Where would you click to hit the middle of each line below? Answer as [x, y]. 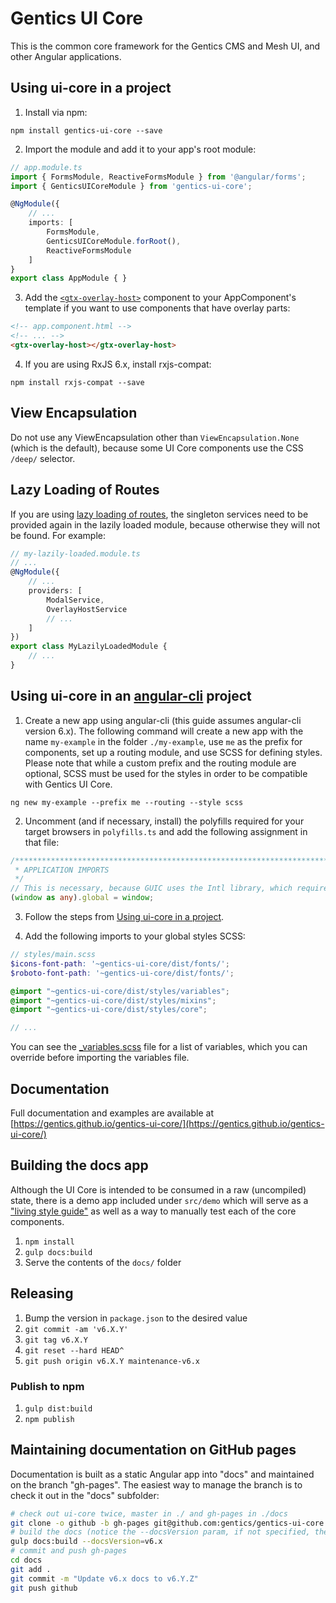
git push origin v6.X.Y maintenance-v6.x [112, 1361]
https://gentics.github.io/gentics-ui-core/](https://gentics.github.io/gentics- [169, 1123]
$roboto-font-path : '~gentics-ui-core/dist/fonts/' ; [122, 973]
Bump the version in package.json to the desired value [136, 1318]
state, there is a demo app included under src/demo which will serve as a [159, 1200]
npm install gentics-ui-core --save [86, 130]
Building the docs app [79, 1165]
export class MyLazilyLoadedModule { [89, 647]
